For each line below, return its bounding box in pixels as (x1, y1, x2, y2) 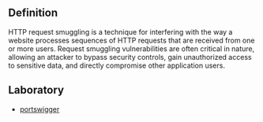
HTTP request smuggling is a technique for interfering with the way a (8, 27, 233, 36)
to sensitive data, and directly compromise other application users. (8, 61, 225, 70)
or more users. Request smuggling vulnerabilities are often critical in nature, (8, 43, 255, 54)
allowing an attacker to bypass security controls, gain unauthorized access (8, 52, 252, 61)
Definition (8, 6, 58, 20)
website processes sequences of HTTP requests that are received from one (8, 35, 255, 45)
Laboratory (8, 83, 65, 97)
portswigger (19, 104, 60, 113)
